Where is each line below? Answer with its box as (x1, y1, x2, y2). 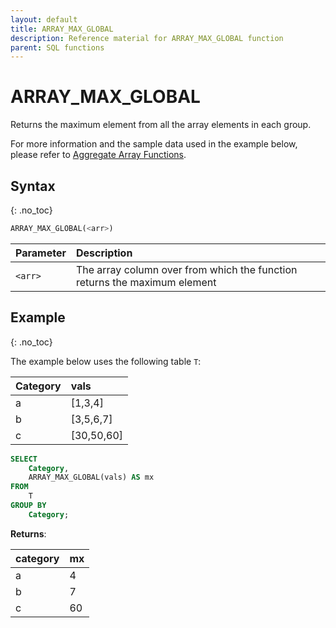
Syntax (10, 177, 56, 195)
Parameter (15, 246, 67, 260)
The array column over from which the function (75, 262, 298, 276)
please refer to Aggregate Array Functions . (10, 149, 187, 161)
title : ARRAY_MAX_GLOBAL (10, 24, 114, 34)
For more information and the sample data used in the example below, (10, 138, 298, 150)
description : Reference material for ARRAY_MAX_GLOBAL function (10, 33, 284, 43)
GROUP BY (10, 501, 47, 511)
